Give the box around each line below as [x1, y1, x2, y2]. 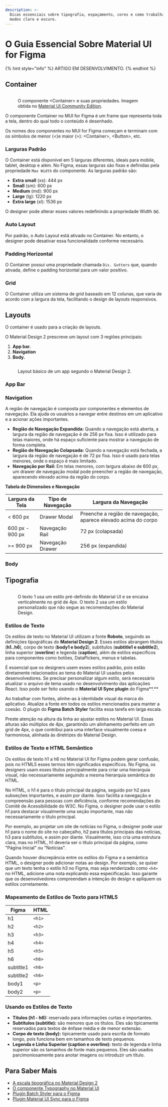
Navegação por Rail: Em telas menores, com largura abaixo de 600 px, [12, 463, 159, 469]
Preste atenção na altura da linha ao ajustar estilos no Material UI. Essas [5, 716, 153, 722]
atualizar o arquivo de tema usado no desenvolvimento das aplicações [5, 681, 150, 687]
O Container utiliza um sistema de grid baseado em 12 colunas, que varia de [5, 291, 162, 297]
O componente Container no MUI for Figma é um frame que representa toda [5, 113, 162, 119]
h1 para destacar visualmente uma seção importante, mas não [5, 808, 133, 814]
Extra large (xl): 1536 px [12, 199, 62, 205]
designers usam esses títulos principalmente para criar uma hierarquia [5, 766, 150, 772]
